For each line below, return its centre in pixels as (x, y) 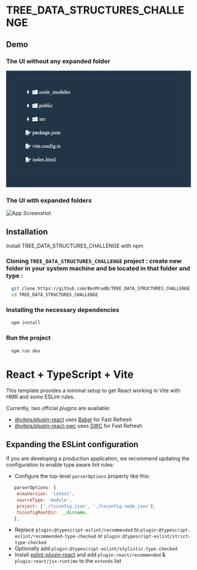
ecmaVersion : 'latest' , (46, 494)
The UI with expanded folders (49, 200)
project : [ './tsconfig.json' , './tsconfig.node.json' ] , (86, 506)
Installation (27, 232)
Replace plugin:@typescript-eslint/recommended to (77, 530)
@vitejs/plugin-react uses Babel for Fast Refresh (73, 420)
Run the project (28, 338)
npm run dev (26, 351)
